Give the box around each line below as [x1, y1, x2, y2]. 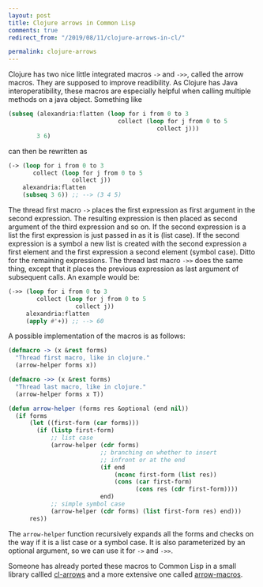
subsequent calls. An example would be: [8, 273, 140, 281]
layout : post [8, 11, 51, 20]
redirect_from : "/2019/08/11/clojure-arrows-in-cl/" [8, 33, 186, 42]
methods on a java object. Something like [8, 95, 142, 104]
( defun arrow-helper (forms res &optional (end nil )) [8, 405, 190, 412]
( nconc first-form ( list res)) [114, 471, 217, 479]
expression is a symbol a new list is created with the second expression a [8, 239, 247, 248]
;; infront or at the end [100, 456, 186, 464]
